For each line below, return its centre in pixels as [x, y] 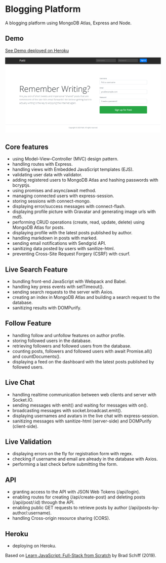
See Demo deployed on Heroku [37, 50]
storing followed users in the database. [52, 341]
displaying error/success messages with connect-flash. [69, 207]
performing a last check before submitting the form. [65, 464]
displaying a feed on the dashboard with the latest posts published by [83, 361]
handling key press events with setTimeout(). [58, 287]
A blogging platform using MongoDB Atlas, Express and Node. [68, 23]
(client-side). [25, 426]
